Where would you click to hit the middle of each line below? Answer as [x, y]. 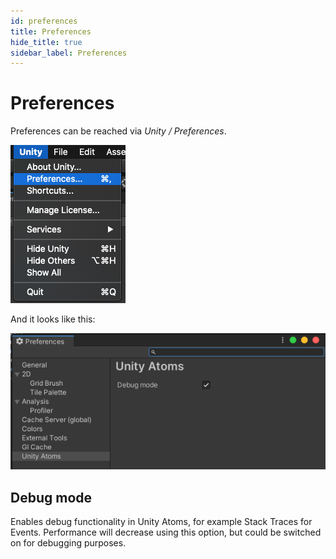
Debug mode [51, 497]
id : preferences [44, 21]
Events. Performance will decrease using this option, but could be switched [166, 532]
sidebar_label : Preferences [69, 53]
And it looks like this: [53, 319]
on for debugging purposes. [68, 543]
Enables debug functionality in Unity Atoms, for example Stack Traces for [161, 522]
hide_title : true [46, 42]
